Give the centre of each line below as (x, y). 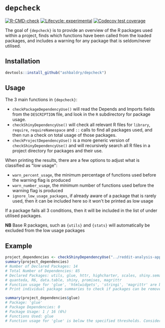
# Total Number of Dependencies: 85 (42, 271)
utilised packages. (24, 216)
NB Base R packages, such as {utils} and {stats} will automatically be (78, 225)
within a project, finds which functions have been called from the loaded (78, 35)
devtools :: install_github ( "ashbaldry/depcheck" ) (56, 73)
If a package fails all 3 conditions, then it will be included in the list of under (81, 211)
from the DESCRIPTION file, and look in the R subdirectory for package (81, 114)
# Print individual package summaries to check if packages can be (76, 289)
